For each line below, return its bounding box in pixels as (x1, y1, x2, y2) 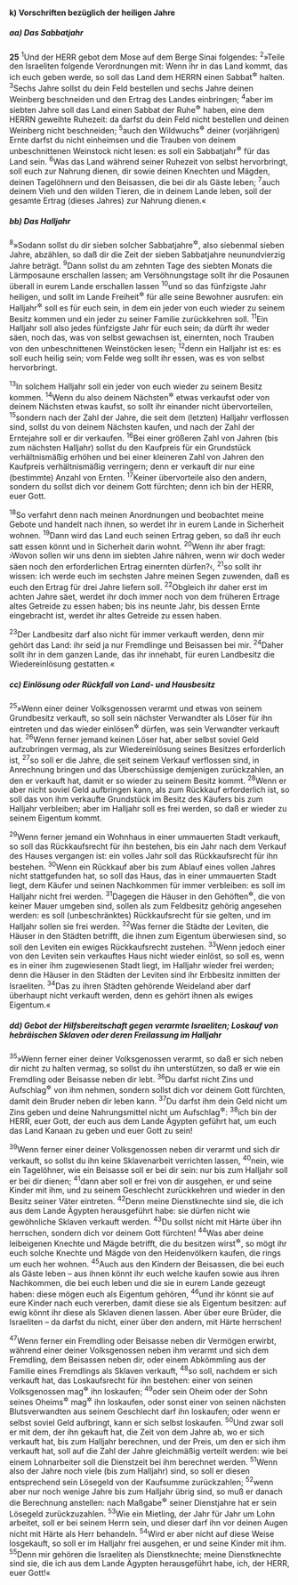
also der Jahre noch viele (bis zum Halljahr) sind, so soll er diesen (9, 1466, 251, 1476)
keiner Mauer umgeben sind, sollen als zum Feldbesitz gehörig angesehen (9, 901, 282, 911)
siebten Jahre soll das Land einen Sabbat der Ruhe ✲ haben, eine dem (9, 103, 265, 115)
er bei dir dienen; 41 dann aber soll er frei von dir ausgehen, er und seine (9, 1174, 273, 1186)
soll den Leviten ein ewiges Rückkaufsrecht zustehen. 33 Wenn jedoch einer (9, 940, 286, 952)
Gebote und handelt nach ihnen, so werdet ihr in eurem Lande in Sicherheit (9, 519, 285, 530)
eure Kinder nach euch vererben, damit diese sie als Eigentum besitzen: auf (9, 1298, 287, 1308)
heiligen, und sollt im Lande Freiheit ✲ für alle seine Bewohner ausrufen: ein (9, 290, 284, 303)
